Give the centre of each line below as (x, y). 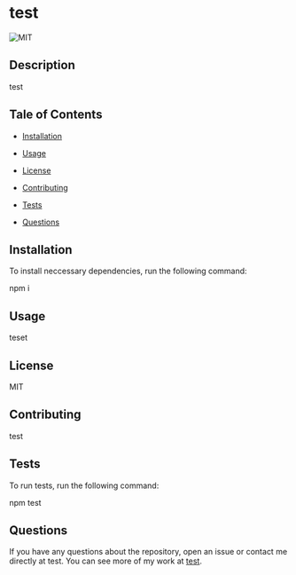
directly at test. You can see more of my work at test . (105, 561)
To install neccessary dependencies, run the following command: (128, 271)
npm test (25, 502)
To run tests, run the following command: (84, 485)
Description (42, 65)
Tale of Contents (56, 115)
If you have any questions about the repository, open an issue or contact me (148, 552)
